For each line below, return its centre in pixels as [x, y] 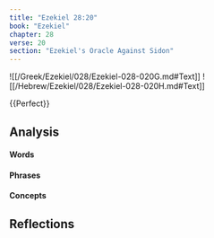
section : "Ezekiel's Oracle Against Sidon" [92, 51]
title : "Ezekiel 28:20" [54, 18]
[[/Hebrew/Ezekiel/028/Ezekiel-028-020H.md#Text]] [107, 86]
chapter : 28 [31, 34]
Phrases [25, 175]
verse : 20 [28, 43]
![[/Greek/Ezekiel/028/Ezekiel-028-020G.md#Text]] [105, 76]
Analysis [34, 132]
